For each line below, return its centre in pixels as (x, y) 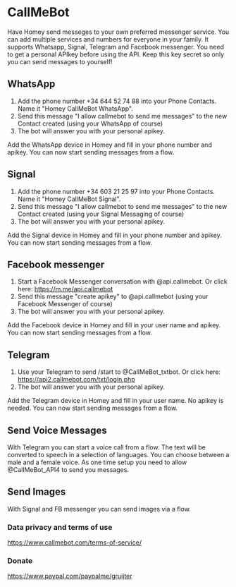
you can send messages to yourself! (60, 61)
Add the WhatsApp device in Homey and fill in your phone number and (110, 145)
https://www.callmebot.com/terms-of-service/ (75, 543)
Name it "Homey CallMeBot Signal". (69, 199)
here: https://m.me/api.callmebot (65, 289)
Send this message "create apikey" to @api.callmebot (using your (113, 296)
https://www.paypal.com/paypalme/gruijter (70, 576)
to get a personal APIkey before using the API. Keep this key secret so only (116, 54)
